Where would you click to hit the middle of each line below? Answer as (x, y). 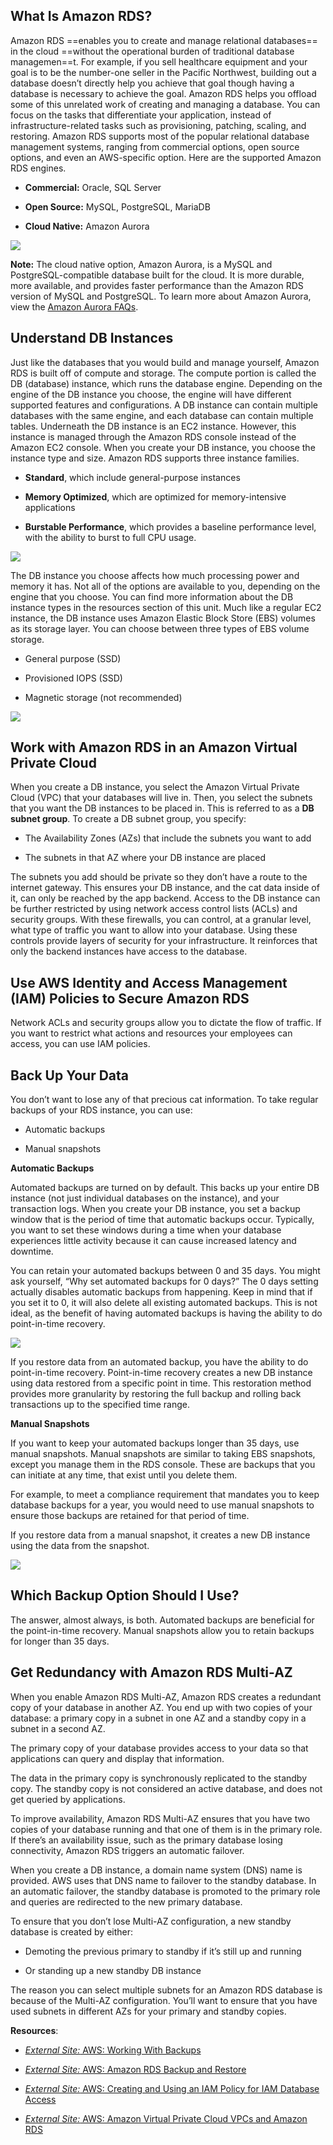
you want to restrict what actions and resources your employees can (151, 1033)
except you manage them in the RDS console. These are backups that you (163, 1465)
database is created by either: (72, 1931)
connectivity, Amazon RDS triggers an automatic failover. (127, 1850)
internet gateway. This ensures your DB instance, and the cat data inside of (165, 888)
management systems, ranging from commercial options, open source (155, 146)
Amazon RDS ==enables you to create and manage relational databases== (164, 40)
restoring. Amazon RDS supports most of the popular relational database (160, 136)
